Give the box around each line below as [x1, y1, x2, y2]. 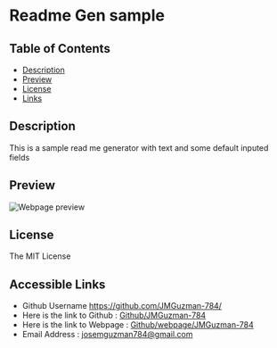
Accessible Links [9, 277, 106, 292]
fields [9, 152, 30, 162]
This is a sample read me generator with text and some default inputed [9, 142, 269, 153]
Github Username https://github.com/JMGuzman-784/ [21, 301, 223, 311]
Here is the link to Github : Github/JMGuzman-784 [21, 310, 207, 321]
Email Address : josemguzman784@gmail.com [21, 329, 193, 340]
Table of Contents [9, 41, 111, 56]
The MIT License [9, 251, 71, 261]
